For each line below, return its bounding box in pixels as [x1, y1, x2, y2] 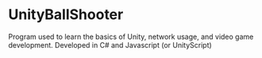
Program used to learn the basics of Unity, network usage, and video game [8, 32, 254, 41]
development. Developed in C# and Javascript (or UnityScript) [8, 40, 212, 49]
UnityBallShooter [8, 6, 124, 24]
